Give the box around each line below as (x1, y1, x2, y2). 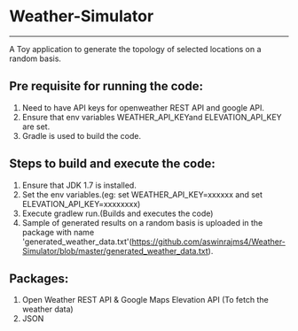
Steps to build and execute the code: (9, 157, 216, 172)
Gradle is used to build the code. (21, 130, 142, 141)
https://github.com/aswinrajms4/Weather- (131, 236, 286, 247)
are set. (21, 121, 51, 132)
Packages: (9, 271, 69, 286)
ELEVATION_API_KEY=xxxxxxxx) (21, 198, 141, 209)
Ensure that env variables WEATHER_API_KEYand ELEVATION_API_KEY (21, 112, 282, 122)
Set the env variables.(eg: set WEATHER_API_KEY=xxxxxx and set (21, 189, 263, 200)
